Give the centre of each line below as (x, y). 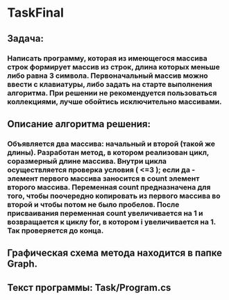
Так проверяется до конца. (56, 231)
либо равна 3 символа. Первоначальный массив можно (108, 76)
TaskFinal (36, 13)
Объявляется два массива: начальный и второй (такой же (111, 144)
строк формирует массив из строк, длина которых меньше (113, 67)
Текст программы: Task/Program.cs (89, 287)
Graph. (23, 264)
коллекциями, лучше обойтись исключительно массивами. (114, 101)
